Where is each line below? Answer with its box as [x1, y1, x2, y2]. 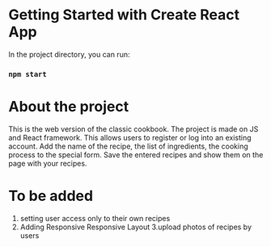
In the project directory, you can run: [8, 49, 130, 59]
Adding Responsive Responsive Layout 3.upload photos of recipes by [19, 222, 252, 232]
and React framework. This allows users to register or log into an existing [8, 132, 252, 142]
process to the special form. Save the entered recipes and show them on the [8, 149, 264, 159]
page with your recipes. [8, 158, 87, 168]
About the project [8, 98, 129, 116]
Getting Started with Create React [8, 6, 240, 24]
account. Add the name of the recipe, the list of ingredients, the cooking [8, 141, 248, 151]
